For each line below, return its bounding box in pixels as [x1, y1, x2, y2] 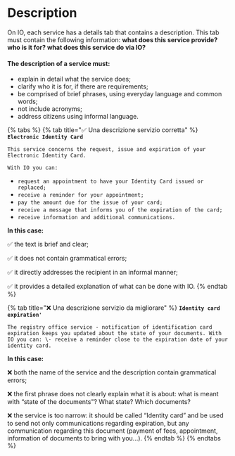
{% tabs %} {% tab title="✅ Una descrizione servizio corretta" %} [7, 126, 198, 134]
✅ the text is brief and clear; [7, 240, 89, 249]
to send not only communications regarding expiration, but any [7, 419, 189, 428]
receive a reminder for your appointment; [17, 192, 144, 199]
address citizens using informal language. [17, 112, 139, 121]
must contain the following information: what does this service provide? [7, 35, 218, 44]
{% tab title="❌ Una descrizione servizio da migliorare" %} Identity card [7, 304, 220, 312]
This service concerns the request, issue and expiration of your [7, 146, 206, 153]
